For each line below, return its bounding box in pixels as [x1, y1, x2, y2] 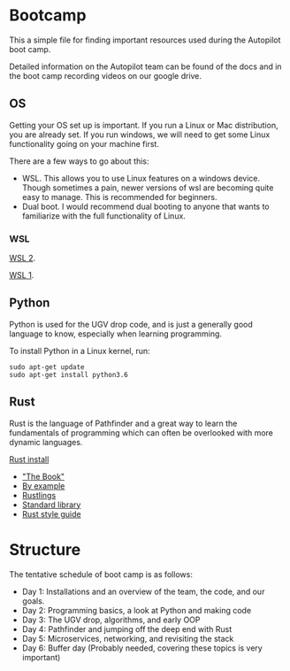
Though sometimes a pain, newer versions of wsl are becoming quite [21, 182, 274, 193]
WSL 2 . [9, 253, 36, 264]
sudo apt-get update [9, 362, 86, 372]
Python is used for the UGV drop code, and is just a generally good [9, 319, 254, 329]
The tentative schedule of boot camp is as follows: [9, 568, 193, 580]
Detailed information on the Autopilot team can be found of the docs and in [9, 61, 282, 72]
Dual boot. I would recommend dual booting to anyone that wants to [21, 201, 270, 212]
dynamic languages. [9, 436, 83, 447]
